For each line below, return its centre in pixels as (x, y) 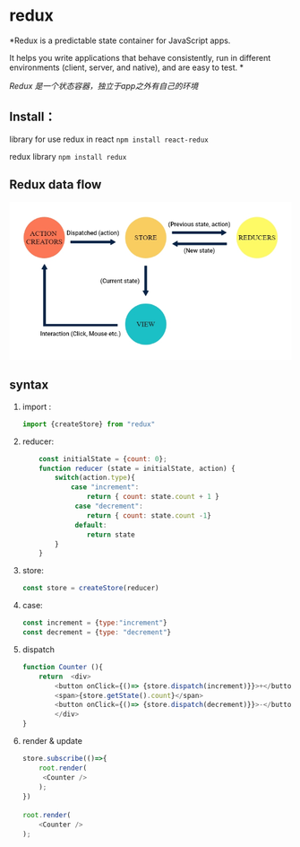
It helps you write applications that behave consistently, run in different (140, 57)
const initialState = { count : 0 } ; (103, 458)
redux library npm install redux (68, 156)
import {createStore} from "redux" (89, 424)
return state (111, 535)
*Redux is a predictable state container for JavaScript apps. (120, 40)
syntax (29, 385)
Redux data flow (56, 185)
